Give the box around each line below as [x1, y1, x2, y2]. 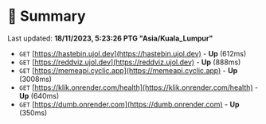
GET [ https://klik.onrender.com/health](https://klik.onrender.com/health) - [18, 83, 259, 92]
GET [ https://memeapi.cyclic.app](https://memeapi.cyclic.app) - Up [18, 65, 238, 75]
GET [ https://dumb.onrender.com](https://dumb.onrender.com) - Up [18, 99, 240, 109]
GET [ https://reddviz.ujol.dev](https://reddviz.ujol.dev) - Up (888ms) [18, 57, 241, 67]
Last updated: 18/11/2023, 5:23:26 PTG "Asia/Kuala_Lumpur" [7, 33, 213, 43]
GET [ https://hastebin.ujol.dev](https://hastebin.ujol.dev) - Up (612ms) [18, 48, 247, 58]
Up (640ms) [18, 91, 60, 100]
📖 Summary [7, 7, 86, 25]
